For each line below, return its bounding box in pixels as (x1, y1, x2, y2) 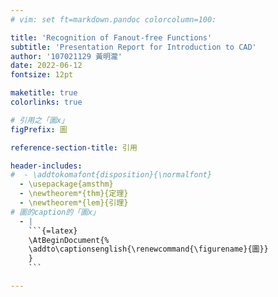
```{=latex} (28, 226, 78, 236)
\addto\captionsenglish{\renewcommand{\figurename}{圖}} (28, 244, 269, 255)
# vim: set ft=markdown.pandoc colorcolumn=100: (10, 14, 217, 25)
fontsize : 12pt (10, 70, 74, 80)
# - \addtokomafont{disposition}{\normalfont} (10, 170, 213, 180)
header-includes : (10, 161, 83, 171)
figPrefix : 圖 (10, 124, 68, 135)
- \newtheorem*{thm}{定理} (19, 189, 129, 199)
